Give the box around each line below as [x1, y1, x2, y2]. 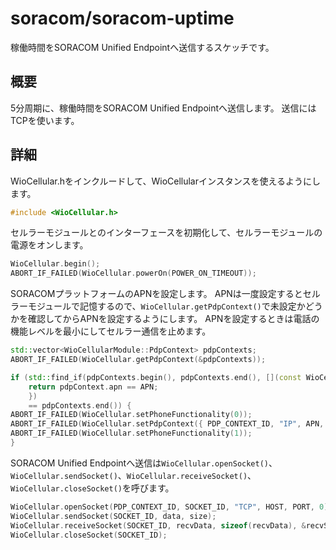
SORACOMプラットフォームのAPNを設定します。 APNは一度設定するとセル [10, 288, 321, 300]
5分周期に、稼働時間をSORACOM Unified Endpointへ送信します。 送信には [10, 102, 317, 114]
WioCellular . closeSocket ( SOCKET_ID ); [10, 530, 168, 540]
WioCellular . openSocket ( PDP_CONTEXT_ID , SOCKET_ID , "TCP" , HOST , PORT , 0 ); [10, 502, 333, 512]
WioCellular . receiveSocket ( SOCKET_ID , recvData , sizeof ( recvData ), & [10, 520, 307, 531]
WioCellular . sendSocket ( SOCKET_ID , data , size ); [10, 511, 217, 521]
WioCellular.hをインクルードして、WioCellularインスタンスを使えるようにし [10, 175, 322, 187]
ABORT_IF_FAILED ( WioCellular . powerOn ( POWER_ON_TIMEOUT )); [10, 268, 257, 279]
